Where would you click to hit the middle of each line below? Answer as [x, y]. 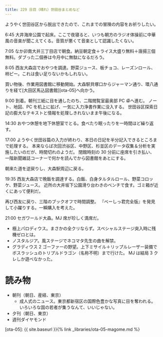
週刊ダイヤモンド [29, 319]
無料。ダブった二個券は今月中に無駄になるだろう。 [56, 57]
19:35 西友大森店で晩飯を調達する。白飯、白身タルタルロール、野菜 [73, 179]
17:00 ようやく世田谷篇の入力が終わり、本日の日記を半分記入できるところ [79, 139]
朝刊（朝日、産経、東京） [38, 295]
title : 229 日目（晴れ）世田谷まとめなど [43, 10]
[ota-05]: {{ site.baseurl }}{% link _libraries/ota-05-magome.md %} [72, 329]
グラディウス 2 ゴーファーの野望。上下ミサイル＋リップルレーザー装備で [85, 247]
